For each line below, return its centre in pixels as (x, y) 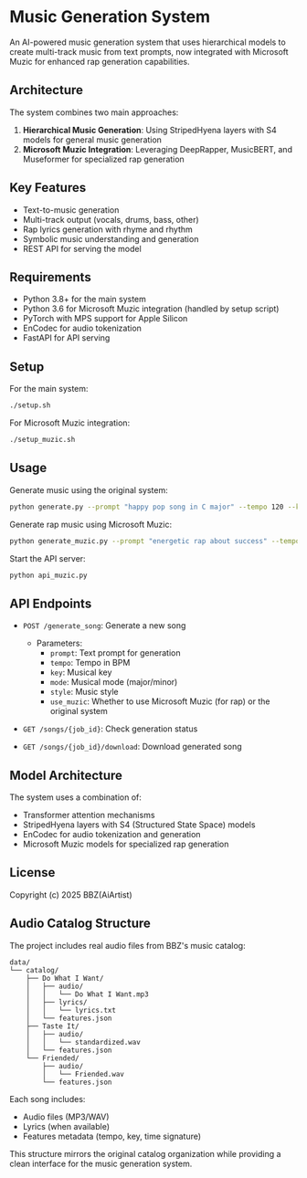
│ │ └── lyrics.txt (71, 1010)
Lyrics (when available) (66, 1126)
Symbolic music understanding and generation (111, 238)
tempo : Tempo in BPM (90, 663)
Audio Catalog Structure (80, 924)
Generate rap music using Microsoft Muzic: (91, 524)
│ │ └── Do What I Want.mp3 (87, 994)
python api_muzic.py (49, 575)
